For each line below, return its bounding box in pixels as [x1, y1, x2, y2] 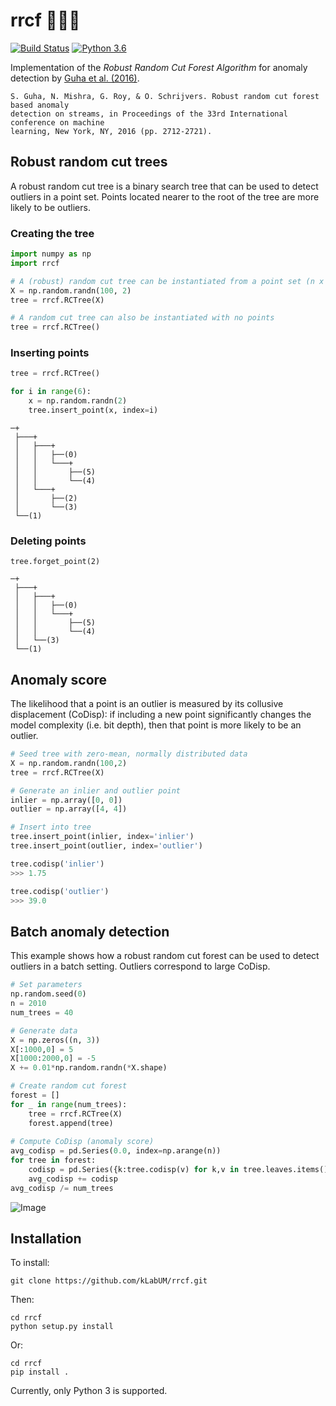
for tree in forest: [10, 1155, 97, 1166]
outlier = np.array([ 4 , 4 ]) [10, 804, 128, 814]
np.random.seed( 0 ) [10, 989, 87, 999]
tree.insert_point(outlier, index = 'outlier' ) [10, 841, 203, 851]
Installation [10, 1230, 82, 1248]
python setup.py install [10, 1322, 114, 1332]
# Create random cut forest [10, 1081, 128, 1091]
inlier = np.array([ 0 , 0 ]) [10, 795, 123, 805]
